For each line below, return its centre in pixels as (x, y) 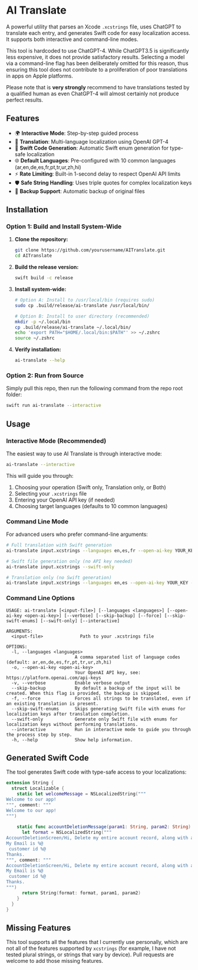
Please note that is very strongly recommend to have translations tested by (98, 87)
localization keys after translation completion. (68, 714)
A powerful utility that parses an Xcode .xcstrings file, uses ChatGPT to (94, 27)
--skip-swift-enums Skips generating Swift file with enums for (98, 709)
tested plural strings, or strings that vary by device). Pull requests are (90, 955)
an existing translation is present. (52, 704)
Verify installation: (38, 350)
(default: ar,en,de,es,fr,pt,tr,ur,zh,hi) (59, 662)
